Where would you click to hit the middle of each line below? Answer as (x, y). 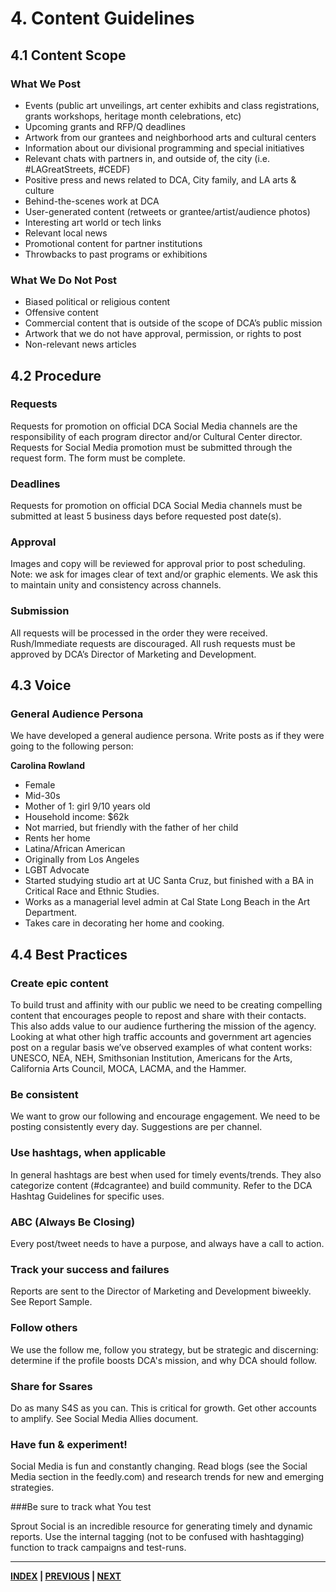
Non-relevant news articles (80, 344)
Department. (51, 913)
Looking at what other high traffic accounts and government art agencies (161, 1037)
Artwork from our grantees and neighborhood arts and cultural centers (170, 137)
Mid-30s (42, 796)
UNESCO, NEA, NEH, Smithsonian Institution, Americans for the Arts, (151, 1058)
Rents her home (57, 838)
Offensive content (61, 313)
